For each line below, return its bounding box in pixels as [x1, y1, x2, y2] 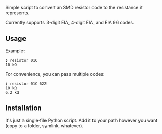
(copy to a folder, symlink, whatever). [5, 122, 84, 129]
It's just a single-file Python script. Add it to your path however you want [5, 117, 158, 123]
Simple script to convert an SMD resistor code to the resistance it [5, 5, 143, 10]
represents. [5, 10, 30, 16]
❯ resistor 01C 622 [5, 81, 47, 86]
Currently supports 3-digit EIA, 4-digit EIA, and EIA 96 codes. [5, 20, 134, 25]
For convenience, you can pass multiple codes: [5, 71, 105, 77]
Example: [5, 48, 25, 54]
